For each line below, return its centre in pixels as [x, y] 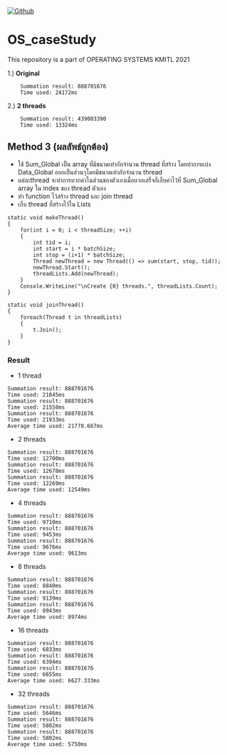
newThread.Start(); [62, 267]
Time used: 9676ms [35, 547]
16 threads [33, 630]
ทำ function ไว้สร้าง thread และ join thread [75, 196]
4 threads [32, 503]
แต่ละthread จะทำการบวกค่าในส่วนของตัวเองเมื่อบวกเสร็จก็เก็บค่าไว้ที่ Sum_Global [117, 180]
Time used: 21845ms [36, 395]
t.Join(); [47, 330]
